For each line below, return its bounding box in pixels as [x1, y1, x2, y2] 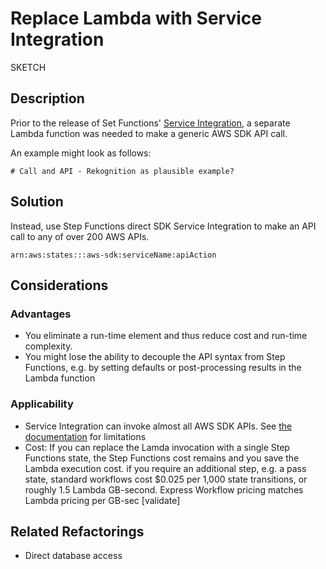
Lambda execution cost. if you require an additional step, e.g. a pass [24, 462, 307, 474]
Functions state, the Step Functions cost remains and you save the [24, 452, 300, 464]
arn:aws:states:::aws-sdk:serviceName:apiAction [10, 250, 217, 260]
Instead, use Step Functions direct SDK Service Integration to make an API [10, 220, 317, 232]
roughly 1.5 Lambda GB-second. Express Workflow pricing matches [24, 483, 304, 496]
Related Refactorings [10, 523, 145, 540]
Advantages [10, 307, 72, 321]
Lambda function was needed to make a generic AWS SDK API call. [10, 127, 288, 139]
